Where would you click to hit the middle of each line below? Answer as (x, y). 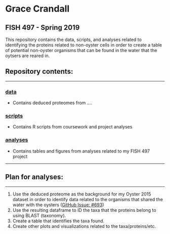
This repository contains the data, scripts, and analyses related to (73, 39)
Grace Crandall (37, 9)
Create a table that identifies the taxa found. (58, 221)
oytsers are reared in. (28, 56)
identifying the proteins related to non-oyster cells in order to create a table (84, 45)
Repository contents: (39, 72)
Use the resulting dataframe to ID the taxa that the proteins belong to (84, 210)
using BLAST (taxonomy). (39, 215)
